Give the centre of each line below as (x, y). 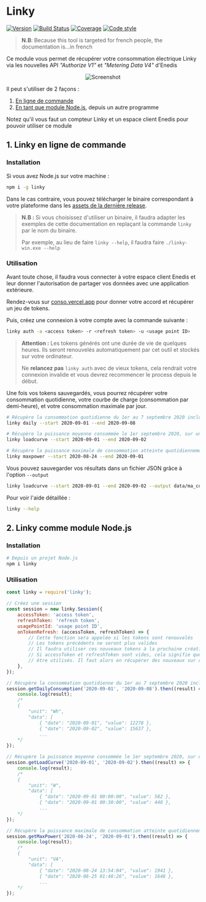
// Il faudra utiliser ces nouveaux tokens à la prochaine (105, 649)
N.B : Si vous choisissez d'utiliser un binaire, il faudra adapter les (103, 217)
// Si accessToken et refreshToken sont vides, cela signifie (109, 655)
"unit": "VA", (46, 859)
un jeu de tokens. (28, 308)
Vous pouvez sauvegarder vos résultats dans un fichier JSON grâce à (94, 468)
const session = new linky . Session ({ (55, 609)
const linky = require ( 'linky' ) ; (49, 592)
